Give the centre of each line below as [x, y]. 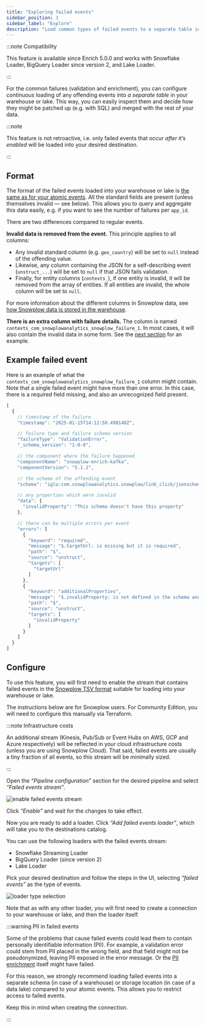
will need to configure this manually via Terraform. [70, 713]
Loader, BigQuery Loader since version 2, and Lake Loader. [81, 65]
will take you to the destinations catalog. [57, 829]
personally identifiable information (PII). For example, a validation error [95, 944]
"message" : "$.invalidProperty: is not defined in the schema [109, 597]
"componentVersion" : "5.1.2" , [56, 467]
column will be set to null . [48, 291]
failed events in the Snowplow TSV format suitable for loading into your [96, 688]
